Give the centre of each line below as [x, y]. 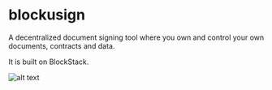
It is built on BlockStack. [49, 62]
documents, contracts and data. [62, 45]
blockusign [47, 15]
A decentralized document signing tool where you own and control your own [136, 37]
